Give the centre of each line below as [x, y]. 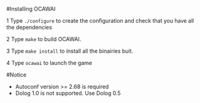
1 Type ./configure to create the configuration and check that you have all [100, 21]
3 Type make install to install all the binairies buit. [70, 51]
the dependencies [29, 27]
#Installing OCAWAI [31, 9]
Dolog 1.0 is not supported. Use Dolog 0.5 [68, 93]
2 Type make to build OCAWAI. [44, 39]
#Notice [16, 75]
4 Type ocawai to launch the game [49, 63]
